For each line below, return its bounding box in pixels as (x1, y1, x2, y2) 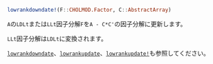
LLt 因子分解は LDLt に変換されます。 (7, 34, 107, 43)
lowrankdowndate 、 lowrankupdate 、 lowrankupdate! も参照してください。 (7, 49, 210, 57)
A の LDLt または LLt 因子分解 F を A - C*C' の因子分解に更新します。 (7, 19, 187, 28)
